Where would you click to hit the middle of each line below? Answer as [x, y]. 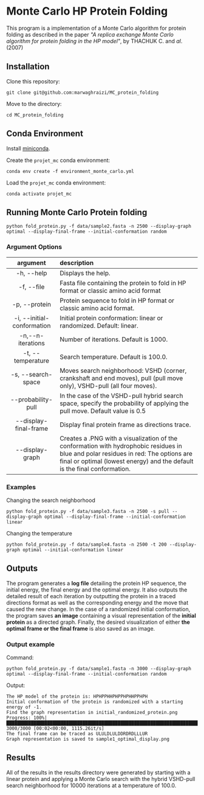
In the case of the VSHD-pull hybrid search [121, 395]
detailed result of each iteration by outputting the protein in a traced [91, 596]
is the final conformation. [95, 468]
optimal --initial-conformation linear [73, 549]
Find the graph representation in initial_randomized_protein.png [92, 713]
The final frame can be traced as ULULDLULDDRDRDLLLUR [77, 734]
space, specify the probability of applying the [124, 403]
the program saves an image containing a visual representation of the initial [101, 615]
